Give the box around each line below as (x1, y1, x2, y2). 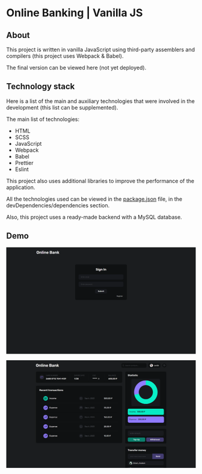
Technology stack (6, 81, 75, 92)
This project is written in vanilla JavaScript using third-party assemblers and (6, 46, 195, 53)
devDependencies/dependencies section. (6, 202, 110, 209)
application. (6, 184, 35, 191)
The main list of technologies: (6, 115, 80, 123)
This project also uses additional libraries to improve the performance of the (6, 177, 194, 184)
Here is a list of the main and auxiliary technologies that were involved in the (6, 97, 195, 105)
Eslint (14, 166, 29, 173)
